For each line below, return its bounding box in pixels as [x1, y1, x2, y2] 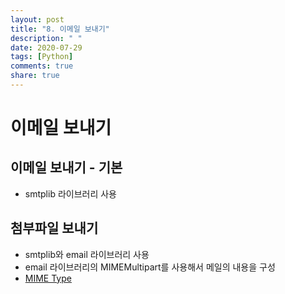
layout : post [10, 14, 65, 25]
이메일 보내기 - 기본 [10, 159, 123, 176]
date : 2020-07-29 [10, 42, 83, 53]
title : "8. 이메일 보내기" [10, 24, 110, 34]
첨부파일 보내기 [10, 220, 99, 237]
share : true [10, 71, 60, 81]
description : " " [10, 33, 83, 43]
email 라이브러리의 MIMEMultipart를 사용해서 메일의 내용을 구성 [24, 261, 276, 273]
